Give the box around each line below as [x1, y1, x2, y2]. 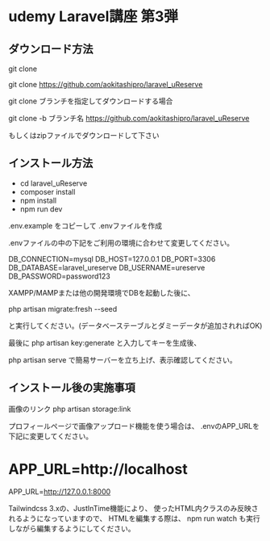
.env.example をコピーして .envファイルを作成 [8, 220, 163, 230]
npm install [19, 195, 57, 205]
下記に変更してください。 [8, 431, 93, 441]
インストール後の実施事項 [8, 381, 135, 395]
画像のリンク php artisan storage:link [8, 404, 131, 413]
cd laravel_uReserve [19, 178, 88, 188]
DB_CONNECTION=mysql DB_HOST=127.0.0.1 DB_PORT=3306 [8, 254, 216, 263]
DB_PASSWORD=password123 [8, 271, 110, 281]
